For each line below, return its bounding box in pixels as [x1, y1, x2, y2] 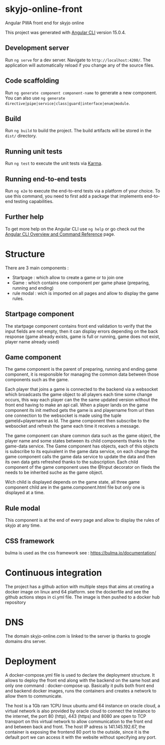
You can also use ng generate [5, 95, 66, 101]
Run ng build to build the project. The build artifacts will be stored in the [5, 128, 152, 134]
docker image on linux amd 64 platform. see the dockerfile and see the [5, 589, 149, 595]
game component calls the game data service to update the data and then [5, 454, 156, 460]
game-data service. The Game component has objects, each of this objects [5, 443, 159, 449]
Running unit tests [5, 147, 63, 155]
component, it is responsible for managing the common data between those [5, 371, 159, 377]
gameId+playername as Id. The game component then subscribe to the [5, 418, 150, 424]
